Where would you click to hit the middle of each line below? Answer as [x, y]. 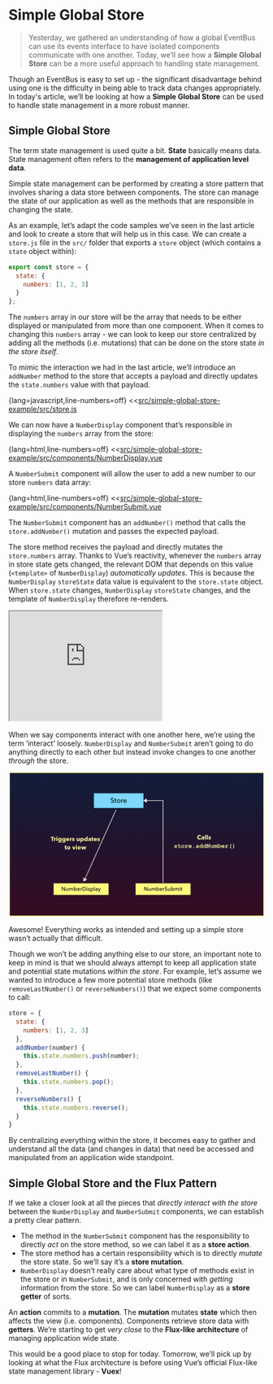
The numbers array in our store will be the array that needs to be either [125, 317]
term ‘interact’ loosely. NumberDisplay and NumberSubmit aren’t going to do [131, 743]
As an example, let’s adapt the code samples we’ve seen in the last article [132, 225]
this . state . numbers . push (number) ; [81, 1056]
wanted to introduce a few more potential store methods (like [110, 980]
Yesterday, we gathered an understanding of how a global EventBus [142, 37]
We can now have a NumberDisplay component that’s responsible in [121, 425]
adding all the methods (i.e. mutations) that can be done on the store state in [136, 343]
